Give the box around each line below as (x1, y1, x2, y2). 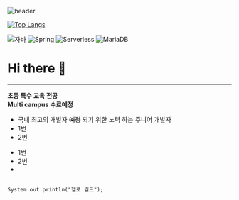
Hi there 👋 (7, 60, 66, 77)
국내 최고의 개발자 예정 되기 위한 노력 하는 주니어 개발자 (17, 115, 172, 123)
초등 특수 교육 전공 (7, 91, 58, 99)
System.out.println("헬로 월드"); (7, 186, 104, 193)
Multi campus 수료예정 (7, 100, 73, 109)
